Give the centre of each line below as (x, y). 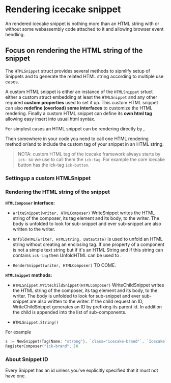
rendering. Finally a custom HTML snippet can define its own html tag (79, 113)
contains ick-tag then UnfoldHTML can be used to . (67, 255)
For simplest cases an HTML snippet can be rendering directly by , (75, 128)
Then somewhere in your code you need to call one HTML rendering (77, 139)
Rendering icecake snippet (63, 9)
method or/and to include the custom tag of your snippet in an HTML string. (84, 144)
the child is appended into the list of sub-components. (69, 312)
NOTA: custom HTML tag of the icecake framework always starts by (89, 154)
